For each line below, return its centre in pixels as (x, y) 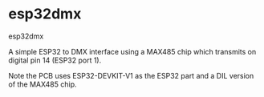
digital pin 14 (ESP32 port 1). (55, 60)
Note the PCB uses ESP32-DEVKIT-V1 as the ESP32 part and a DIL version (131, 75)
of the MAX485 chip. (43, 84)
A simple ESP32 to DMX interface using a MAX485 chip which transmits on (132, 51)
